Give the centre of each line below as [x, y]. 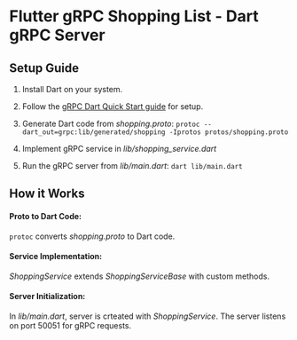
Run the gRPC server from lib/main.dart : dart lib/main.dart [132, 166]
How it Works [47, 194]
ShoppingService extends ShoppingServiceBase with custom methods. [140, 276]
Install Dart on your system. [72, 89]
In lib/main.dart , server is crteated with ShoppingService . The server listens [148, 316]
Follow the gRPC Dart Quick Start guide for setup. [113, 107]
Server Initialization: [47, 297]
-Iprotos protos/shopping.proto [229, 132]
